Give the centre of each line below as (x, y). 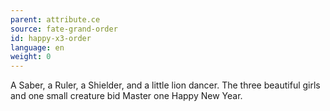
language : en (37, 47)
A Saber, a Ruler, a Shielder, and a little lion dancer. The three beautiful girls (165, 85)
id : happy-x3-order (51, 38)
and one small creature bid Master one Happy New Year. (126, 96)
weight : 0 (31, 57)
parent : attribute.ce (55, 19)
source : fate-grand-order (64, 29)
